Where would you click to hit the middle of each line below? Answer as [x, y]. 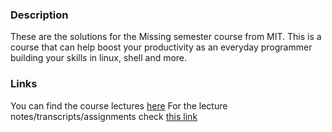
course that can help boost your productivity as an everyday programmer [161, 47]
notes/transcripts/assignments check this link [104, 116]
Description [39, 15]
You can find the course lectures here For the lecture [119, 105]
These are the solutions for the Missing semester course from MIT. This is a [166, 37]
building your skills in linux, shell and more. [99, 58]
